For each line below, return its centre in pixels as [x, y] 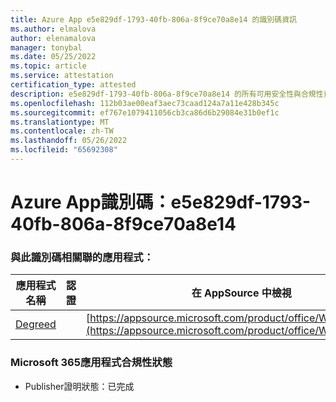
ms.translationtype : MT [60, 122]
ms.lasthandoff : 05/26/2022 [69, 141]
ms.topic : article [48, 66]
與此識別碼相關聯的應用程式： [82, 257]
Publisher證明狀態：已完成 [79, 386]
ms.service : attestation [62, 76]
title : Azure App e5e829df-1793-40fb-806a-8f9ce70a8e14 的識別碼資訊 [153, 19]
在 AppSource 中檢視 [241, 293]
